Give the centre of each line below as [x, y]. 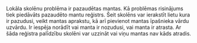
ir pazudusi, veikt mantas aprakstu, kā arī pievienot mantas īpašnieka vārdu [98, 21]
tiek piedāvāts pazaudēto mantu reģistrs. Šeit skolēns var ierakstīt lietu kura [98, 15]
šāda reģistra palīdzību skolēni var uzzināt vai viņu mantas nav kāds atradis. [99, 34]
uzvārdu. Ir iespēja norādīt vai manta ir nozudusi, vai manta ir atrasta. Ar [94, 27]
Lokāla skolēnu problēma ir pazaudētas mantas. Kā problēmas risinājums [95, 9]
